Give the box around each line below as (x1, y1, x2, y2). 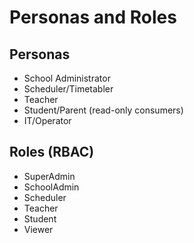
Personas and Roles (9, 6, 177, 29)
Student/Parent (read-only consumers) (23, 104, 184, 116)
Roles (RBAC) (9, 144, 95, 161)
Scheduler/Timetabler (23, 83, 114, 95)
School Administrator (23, 72, 111, 84)
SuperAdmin (23, 170, 76, 182)
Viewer (23, 223, 54, 235)
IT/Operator (23, 115, 72, 126)
